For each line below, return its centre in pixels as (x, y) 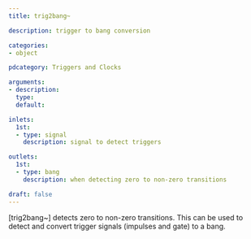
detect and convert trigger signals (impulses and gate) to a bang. (117, 226)
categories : (28, 46)
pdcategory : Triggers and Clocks (65, 67)
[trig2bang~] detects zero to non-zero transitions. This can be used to (126, 217)
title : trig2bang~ (39, 16)
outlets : (23, 157)
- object (23, 53)
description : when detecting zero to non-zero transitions (125, 180)
